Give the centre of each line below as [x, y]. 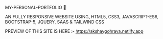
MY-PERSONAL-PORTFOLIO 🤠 [36, 7]
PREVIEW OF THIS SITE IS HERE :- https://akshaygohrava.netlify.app [74, 31]
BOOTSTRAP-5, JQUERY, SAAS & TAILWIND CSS [55, 22]
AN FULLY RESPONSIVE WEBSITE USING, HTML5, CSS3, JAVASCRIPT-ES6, [82, 17]
